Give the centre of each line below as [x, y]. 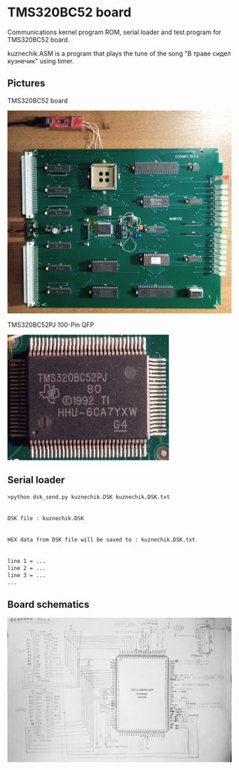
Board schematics [48, 605]
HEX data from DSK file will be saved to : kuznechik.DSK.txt [101, 540]
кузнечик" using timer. [41, 60]
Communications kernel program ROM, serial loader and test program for [115, 32]
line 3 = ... [27, 576]
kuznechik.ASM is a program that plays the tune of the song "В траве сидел [119, 53]
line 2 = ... [27, 569]
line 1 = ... [27, 561]
